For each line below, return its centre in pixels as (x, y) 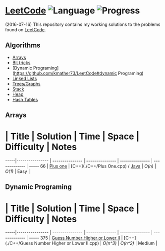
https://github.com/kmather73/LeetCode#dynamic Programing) (79, 73)
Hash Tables (25, 99)
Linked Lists (25, 78)
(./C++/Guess (19, 243)
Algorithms (23, 45)
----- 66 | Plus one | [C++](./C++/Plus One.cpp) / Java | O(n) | (92, 166)
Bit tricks (21, 63)
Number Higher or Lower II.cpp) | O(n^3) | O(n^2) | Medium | (96, 243)
